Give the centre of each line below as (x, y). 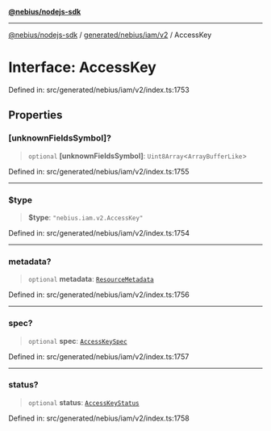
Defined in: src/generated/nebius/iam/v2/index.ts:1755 (99, 171)
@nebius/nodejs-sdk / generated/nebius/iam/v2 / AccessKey (110, 35)
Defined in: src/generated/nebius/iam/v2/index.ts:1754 (99, 232)
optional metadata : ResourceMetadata (91, 279)
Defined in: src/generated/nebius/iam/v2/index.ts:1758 (99, 418)
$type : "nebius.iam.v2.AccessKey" (85, 217)
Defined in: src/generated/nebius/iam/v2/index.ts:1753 (99, 90)
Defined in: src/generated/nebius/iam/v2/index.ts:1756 (99, 295)
